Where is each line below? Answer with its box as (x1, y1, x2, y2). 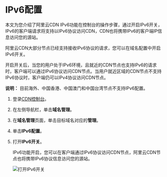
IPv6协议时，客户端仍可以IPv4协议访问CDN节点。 (5, 74, 109, 80)
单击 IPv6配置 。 (12, 128, 45, 134)
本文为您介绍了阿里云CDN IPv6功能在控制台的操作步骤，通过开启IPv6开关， (5, 22, 162, 28)
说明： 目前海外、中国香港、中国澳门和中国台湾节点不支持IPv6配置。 (5, 85, 148, 91)
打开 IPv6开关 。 (12, 138, 45, 144)
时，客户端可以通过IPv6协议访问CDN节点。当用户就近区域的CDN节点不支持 (5, 68, 162, 74)
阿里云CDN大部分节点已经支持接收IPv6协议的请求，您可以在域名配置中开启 (5, 45, 161, 51)
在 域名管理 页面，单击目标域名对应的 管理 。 (12, 117, 101, 123)
